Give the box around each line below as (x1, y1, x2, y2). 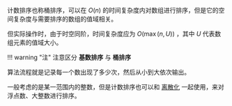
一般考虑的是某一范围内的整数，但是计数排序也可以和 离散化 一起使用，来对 (7, 83, 224, 91)
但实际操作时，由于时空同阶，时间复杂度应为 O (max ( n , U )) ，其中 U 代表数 (7, 30, 222, 38)
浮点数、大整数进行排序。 (7, 91, 81, 100)
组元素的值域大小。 (7, 38, 63, 47)
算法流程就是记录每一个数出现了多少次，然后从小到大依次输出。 (7, 68, 190, 76)
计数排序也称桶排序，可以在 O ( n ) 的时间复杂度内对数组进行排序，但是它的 (7, 6, 219, 14)
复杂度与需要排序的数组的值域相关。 (13, 15, 117, 23)
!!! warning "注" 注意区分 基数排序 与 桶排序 (7, 53, 132, 61)
